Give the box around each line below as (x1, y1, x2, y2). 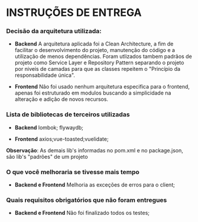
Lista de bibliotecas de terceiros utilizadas (6, 110, 130, 119)
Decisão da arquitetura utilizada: (6, 27, 102, 35)
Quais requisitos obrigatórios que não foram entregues (6, 196, 167, 204)
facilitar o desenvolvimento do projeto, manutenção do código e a (14, 47, 176, 54)
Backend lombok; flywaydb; (14, 124, 84, 131)
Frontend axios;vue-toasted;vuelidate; (14, 135, 109, 142)
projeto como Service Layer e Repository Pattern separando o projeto (14, 59, 184, 66)
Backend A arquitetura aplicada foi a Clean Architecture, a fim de (14, 40, 174, 47)
